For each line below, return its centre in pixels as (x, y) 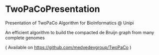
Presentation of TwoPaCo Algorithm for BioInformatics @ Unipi (70, 23)
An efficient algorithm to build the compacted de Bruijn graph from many (80, 32)
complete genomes (25, 38)
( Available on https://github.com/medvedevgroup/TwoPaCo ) (68, 47)
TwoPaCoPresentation (53, 9)
